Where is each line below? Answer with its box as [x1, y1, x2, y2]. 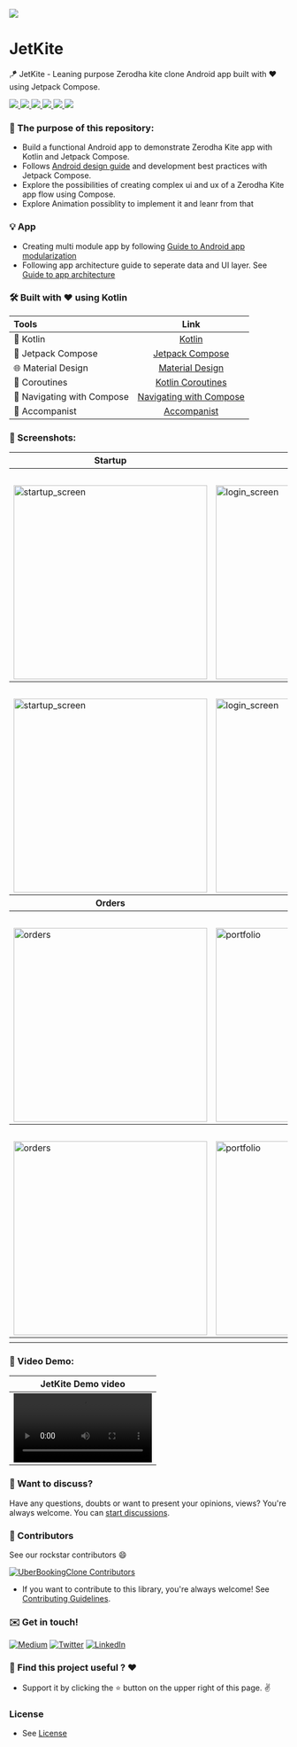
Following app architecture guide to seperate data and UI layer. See [21, 260, 268, 270]
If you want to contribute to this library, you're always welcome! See [21, 1584, 270, 1595]
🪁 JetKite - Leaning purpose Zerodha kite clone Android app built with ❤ [9, 68, 277, 79]
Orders [95, 897, 126, 909]
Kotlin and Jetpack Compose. [21, 152, 130, 162]
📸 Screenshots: [9, 431, 77, 443]
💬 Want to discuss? [9, 1478, 94, 1490]
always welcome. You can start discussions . [9, 1507, 171, 1517]
